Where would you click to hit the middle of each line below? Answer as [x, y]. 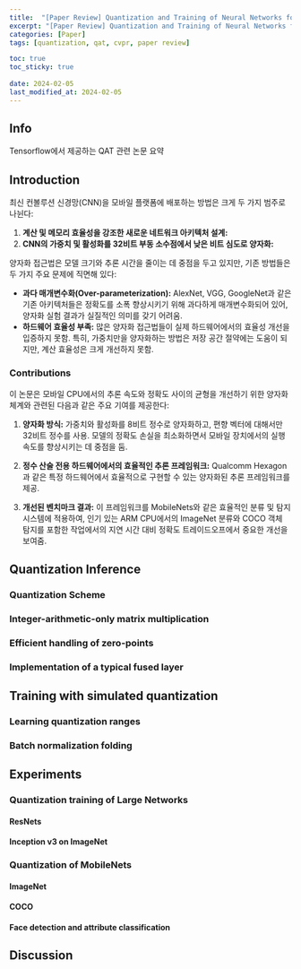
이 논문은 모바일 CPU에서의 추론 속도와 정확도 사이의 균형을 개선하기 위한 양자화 [149, 394]
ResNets [26, 821]
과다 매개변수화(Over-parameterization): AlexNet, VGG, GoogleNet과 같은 [157, 293]
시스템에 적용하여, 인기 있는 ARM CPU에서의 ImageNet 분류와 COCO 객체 [152, 518]
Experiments [46, 775]
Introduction [45, 180]
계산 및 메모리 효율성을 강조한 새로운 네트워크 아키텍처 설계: [125, 233]
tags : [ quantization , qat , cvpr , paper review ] [100, 43]
